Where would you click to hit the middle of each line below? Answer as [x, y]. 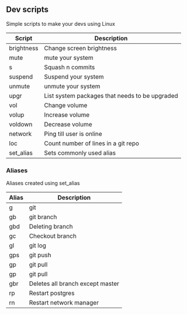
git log [38, 245]
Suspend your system [74, 77]
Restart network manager [64, 303]
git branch [43, 217]
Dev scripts [27, 10]
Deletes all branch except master [74, 284]
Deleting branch [51, 227]
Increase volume [67, 115]
